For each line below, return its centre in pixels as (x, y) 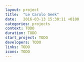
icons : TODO (17, 51)
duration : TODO (21, 33)
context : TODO (20, 28)
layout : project (22, 10)
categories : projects (28, 24)
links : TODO (17, 47)
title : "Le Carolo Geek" (32, 14)
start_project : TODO (27, 38)
